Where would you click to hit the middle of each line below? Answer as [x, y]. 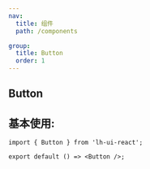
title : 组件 [35, 24]
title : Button [39, 54]
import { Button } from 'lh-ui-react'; [76, 143]
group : [19, 45]
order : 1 [30, 61]
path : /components [47, 31]
